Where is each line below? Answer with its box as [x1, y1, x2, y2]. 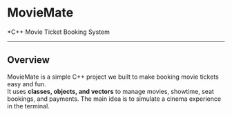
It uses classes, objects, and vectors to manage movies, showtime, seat [7, 87, 214, 95]
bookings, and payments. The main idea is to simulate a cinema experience [7, 95, 222, 103]
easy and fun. [7, 79, 46, 88]
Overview [7, 54, 50, 66]
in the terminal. [7, 101, 50, 110]
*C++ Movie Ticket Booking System [7, 28, 110, 36]
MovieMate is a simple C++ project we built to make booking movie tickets [7, 72, 219, 81]
